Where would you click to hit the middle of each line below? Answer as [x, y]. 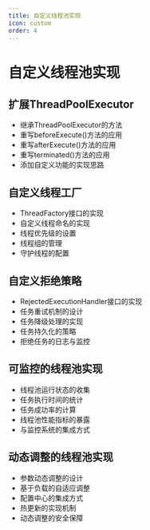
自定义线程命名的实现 [55, 223]
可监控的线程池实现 [55, 369]
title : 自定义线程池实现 [45, 16]
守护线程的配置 [44, 253]
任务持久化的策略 [48, 331]
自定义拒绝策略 [45, 281]
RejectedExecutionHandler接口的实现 [81, 301]
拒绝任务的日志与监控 [55, 341]
